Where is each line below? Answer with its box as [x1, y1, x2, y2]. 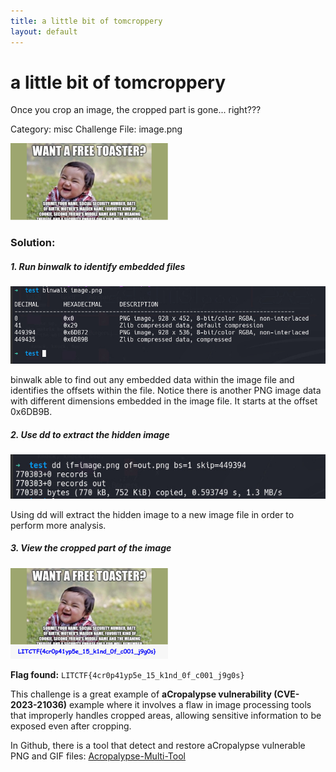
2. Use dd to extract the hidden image [10, 428, 170, 440]
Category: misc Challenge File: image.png [10, 123, 183, 135]
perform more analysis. [10, 519, 107, 531]
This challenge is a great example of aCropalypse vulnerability [10, 688, 272, 700]
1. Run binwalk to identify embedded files [10, 260, 186, 272]
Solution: [10, 236, 56, 250]
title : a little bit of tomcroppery [10, 16, 163, 26]
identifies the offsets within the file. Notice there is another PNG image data [10, 385, 322, 397]
